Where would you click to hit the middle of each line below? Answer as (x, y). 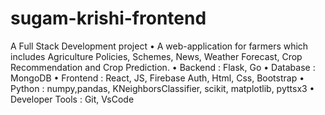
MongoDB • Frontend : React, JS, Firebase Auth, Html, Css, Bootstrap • (157, 78)
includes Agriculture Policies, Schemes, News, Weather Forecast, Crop (156, 56)
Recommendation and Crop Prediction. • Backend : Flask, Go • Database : (163, 67)
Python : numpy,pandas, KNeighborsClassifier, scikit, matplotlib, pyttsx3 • (162, 88)
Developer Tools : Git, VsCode (72, 99)
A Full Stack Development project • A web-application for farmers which (159, 46)
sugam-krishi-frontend (108, 18)
